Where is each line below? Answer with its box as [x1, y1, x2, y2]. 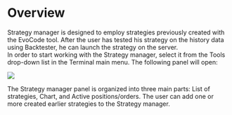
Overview [7, 5, 65, 21]
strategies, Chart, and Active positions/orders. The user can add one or [7, 92, 214, 100]
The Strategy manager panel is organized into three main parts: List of [7, 84, 211, 93]
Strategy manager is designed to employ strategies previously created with [7, 28, 225, 36]
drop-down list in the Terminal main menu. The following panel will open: [7, 57, 218, 66]
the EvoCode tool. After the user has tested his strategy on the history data [7, 35, 224, 43]
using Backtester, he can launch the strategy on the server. [7, 43, 178, 51]
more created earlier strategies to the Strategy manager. [7, 100, 170, 108]
